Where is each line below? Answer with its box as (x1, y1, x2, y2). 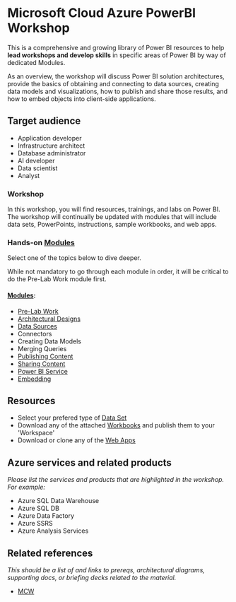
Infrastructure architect (17, 141, 85, 150)
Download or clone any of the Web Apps (17, 436, 136, 444)
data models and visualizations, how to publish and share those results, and (7, 87, 228, 95)
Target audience (7, 115, 81, 127)
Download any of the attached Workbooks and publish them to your (17, 421, 216, 430)
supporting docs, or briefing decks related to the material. (7, 573, 177, 582)
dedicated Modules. (7, 58, 66, 66)
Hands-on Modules (7, 237, 76, 247)
